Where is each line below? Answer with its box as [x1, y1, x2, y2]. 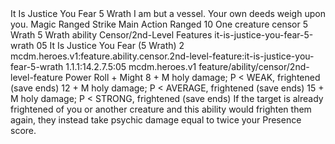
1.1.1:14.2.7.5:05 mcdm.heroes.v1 [65, 61, 197, 72]
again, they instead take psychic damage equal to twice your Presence [10, 114, 302, 126]
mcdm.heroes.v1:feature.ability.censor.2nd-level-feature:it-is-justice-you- [10, 50, 315, 62]
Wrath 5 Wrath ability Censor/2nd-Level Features [10, 29, 213, 41]
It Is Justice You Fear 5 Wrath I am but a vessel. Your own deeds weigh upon [10, 8, 326, 19]
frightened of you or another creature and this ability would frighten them [10, 103, 312, 115]
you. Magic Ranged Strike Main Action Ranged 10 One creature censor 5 [10, 18, 309, 30]
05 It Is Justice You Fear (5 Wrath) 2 [36, 40, 185, 51]
